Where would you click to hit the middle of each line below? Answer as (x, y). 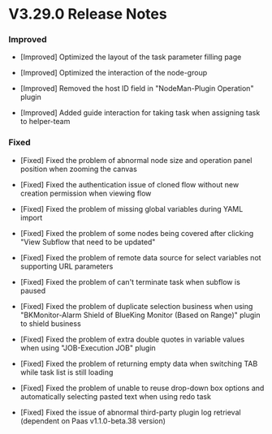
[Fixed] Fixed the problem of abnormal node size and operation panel (136, 160)
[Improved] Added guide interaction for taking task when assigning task (140, 113)
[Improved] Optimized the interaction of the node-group (114, 73)
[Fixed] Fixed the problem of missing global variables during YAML (132, 208)
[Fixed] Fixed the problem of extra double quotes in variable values (132, 339)
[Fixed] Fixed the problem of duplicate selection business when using (136, 306)
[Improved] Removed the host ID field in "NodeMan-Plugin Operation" (137, 88)
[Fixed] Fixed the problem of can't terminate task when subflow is (130, 281)
